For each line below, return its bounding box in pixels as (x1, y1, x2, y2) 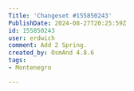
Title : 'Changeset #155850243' (8, 11, 112, 20)
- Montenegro (8, 64, 52, 72)
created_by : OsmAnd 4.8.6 (8, 49, 94, 57)
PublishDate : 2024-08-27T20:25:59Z (8, 19, 127, 27)
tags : (8, 57, 26, 65)
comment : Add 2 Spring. (8, 42, 88, 49)
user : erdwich (8, 34, 56, 42)
